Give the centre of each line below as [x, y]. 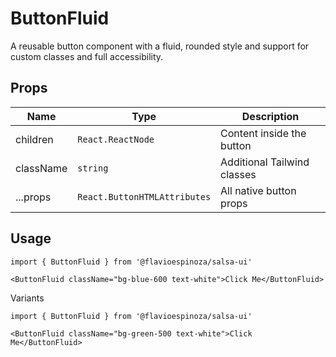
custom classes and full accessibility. [87, 56]
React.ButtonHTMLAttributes [144, 196]
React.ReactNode [116, 139]
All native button [258, 190]
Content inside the [263, 133]
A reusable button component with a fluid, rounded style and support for [160, 46]
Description [270, 116]
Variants [27, 298]
